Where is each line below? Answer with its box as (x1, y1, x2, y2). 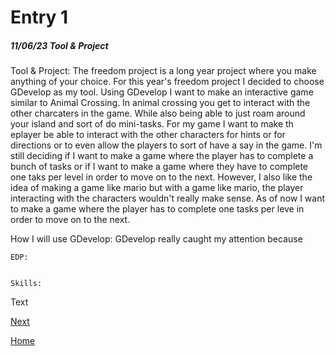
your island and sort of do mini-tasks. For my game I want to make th (10, 118, 294, 130)
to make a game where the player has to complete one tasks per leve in (10, 203, 305, 215)
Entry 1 (10, 6, 69, 29)
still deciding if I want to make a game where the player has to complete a (10, 150, 314, 162)
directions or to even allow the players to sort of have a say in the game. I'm (10, 139, 323, 151)
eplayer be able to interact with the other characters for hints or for (10, 129, 286, 141)
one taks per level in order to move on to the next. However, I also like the (10, 171, 313, 183)
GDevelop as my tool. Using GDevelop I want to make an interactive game (10, 86, 314, 98)
